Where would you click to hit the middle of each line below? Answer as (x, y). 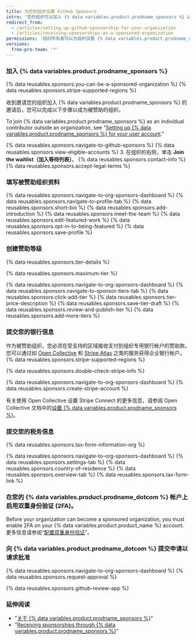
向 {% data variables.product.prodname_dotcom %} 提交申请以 (97, 549)
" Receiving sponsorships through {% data (65, 625)
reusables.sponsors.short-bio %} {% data (56, 207)
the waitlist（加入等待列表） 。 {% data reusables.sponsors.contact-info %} (96, 160)
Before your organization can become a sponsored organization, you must (95, 519)
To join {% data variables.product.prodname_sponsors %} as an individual (95, 122)
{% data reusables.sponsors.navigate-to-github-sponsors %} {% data (90, 145)
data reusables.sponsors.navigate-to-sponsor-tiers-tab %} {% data (87, 290)
